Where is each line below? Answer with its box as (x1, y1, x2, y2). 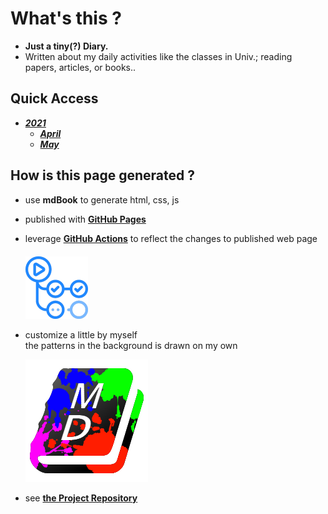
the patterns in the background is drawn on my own (24, 339, 238, 351)
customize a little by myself (24, 328, 138, 341)
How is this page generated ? (10, 167, 195, 184)
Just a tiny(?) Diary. (24, 40, 109, 52)
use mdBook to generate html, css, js (24, 193, 180, 206)
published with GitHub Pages (24, 213, 147, 225)
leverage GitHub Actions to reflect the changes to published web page (24, 232, 318, 244)
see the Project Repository (24, 492, 138, 504)
